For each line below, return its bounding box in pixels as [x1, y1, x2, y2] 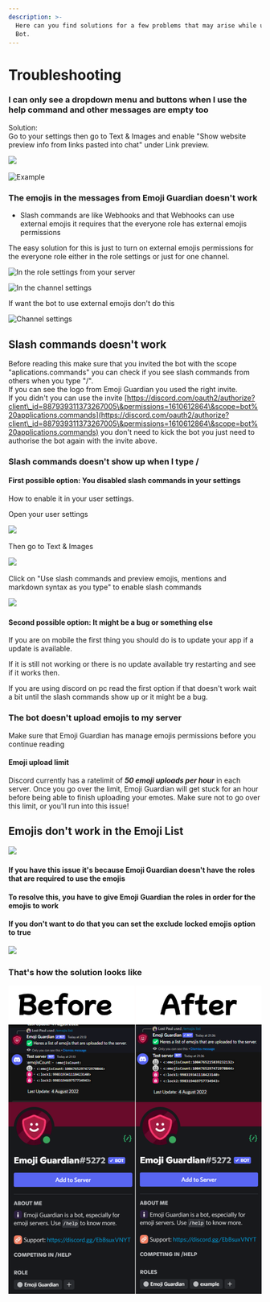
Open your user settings [8, 510, 88, 519]
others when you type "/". [8, 375, 94, 386]
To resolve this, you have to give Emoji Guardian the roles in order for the [8, 892, 256, 902]
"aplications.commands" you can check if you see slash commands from [8, 367, 251, 377]
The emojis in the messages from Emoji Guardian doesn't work [8, 192, 258, 203]
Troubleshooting [8, 65, 122, 84]
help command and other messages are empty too [8, 105, 209, 116]
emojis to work [8, 900, 59, 910]
